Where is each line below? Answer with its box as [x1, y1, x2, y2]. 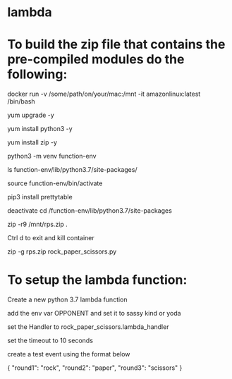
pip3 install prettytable [7, 193, 73, 201]
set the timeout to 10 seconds [7, 336, 94, 345]
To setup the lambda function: [7, 272, 188, 288]
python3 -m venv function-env [7, 152, 97, 161]
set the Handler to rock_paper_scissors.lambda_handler [7, 323, 169, 331]
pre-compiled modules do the [7, 51, 185, 68]
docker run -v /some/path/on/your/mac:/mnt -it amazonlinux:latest [7, 89, 201, 99]
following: [7, 66, 68, 82]
